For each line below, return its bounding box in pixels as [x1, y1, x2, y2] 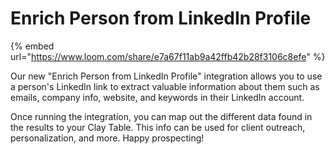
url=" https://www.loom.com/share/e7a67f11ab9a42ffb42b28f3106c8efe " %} [10, 50, 326, 62]
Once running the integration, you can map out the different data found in [10, 110, 313, 122]
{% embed [10, 40, 55, 52]
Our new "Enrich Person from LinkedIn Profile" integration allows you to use [10, 70, 323, 82]
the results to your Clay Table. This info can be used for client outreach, [10, 121, 306, 133]
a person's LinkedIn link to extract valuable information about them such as [10, 80, 320, 92]
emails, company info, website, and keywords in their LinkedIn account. [10, 91, 305, 103]
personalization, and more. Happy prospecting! [10, 132, 205, 144]
